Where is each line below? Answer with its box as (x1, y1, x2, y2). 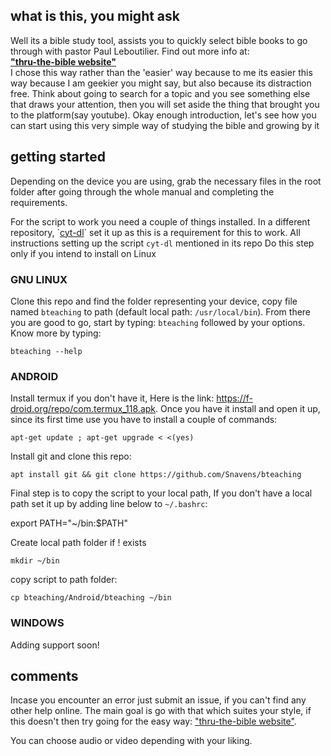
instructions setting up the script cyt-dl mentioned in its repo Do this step (10, 237, 315, 249)
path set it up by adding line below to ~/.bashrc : (10, 498, 208, 510)
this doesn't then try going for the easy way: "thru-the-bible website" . (10, 715, 297, 728)
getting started (10, 149, 106, 166)
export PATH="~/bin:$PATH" (10, 517, 128, 529)
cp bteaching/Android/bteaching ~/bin (10, 593, 172, 603)
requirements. (10, 196, 68, 208)
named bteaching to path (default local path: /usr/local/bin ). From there (10, 305, 312, 318)
